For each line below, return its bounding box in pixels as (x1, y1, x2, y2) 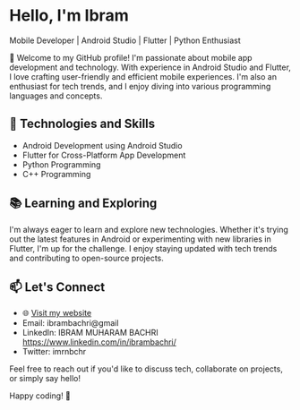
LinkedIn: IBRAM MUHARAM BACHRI (21, 328, 159, 338)
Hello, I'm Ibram (9, 5, 129, 26)
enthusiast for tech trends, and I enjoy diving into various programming (9, 81, 271, 91)
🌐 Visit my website (21, 308, 92, 319)
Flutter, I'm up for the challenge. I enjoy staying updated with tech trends (9, 243, 278, 253)
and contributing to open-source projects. (9, 252, 164, 263)
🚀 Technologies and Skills (9, 116, 156, 132)
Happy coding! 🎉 (9, 390, 72, 401)
